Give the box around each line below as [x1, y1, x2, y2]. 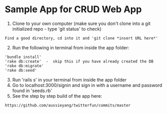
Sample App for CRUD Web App [5, 4, 142, 15]
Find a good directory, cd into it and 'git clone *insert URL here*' [5, 36, 158, 41]
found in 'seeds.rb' [12, 88, 52, 94]
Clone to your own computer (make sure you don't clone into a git [12, 20, 151, 26]
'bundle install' [5, 54, 42, 60]
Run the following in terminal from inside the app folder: [12, 44, 130, 50]
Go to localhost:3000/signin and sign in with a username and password [12, 82, 162, 88]
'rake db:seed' [5, 68, 37, 73]
